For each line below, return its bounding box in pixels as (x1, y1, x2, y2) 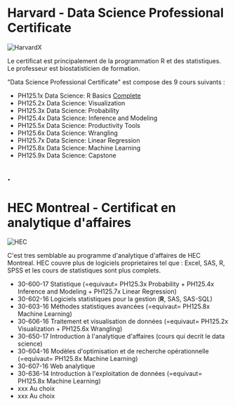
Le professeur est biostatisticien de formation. (7, 64, 140, 72)
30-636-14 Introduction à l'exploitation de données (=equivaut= (17, 369, 203, 378)
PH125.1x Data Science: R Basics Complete (17, 91, 142, 100)
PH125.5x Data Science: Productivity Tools (17, 121, 140, 129)
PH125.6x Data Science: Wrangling (17, 129, 118, 137)
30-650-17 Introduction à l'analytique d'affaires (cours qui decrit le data (17, 332, 225, 341)
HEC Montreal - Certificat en (7, 199, 177, 216)
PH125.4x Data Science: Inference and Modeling (17, 114, 158, 122)
